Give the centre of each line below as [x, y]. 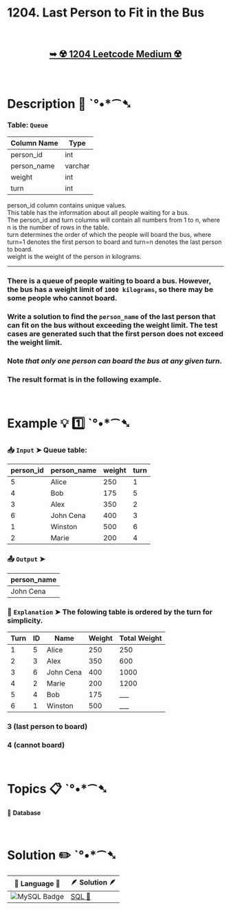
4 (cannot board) [36, 745]
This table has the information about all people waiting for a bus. [98, 212]
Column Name [34, 143]
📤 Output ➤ [26, 559]
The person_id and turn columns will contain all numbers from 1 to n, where [113, 220]
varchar [77, 165]
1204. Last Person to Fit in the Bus [106, 13]
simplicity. [25, 620]
